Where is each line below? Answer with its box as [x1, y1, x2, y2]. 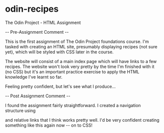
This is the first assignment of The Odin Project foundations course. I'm [5, 38, 149, 44]
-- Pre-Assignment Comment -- [5, 29, 69, 35]
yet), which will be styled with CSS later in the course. [5, 49, 114, 55]
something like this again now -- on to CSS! [5, 122, 93, 128]
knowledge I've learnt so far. [5, 74, 63, 80]
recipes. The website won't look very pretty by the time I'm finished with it [5, 64, 155, 69]
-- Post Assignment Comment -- [5, 93, 70, 99]
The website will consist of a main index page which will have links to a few [5, 58, 157, 64]
